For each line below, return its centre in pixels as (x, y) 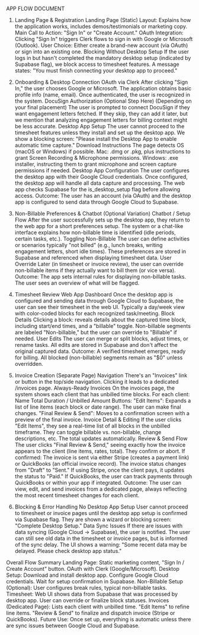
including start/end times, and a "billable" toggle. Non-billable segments (103, 326)
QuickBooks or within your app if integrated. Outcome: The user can (98, 483)
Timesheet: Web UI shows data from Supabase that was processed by (92, 594)
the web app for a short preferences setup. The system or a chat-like (99, 226)
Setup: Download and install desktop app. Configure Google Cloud (87, 575)
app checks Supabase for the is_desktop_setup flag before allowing (97, 189)
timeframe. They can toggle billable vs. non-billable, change (88, 432)
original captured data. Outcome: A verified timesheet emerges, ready (100, 351)
